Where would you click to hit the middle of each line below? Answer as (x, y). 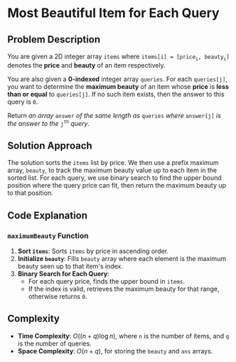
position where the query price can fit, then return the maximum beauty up (117, 186)
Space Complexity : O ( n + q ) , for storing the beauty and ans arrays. (115, 351)
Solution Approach (50, 145)
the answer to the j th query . (49, 123)
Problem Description (54, 39)
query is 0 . (23, 102)
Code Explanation (47, 215)
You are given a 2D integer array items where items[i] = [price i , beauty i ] (118, 57)
